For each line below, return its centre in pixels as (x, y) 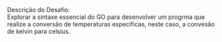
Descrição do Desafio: (39, 10)
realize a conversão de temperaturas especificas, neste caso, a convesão (111, 24)
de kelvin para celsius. (39, 31)
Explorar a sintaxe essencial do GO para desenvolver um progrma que (106, 17)
